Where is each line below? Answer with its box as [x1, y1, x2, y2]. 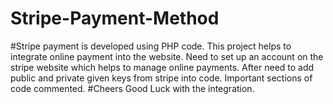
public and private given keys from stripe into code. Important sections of [10, 72, 313, 84]
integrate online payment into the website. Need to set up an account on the [10, 50, 324, 62]
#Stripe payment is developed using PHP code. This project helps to [10, 40, 292, 52]
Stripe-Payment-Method [10, 7, 220, 30]
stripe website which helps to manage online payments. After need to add [10, 61, 315, 73]
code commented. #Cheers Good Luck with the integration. [10, 82, 255, 94]
